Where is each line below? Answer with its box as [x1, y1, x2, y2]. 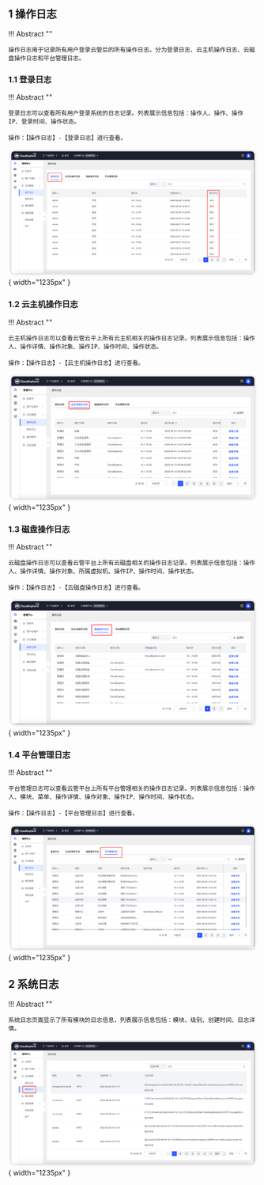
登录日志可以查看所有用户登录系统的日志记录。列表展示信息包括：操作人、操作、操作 [8, 109, 243, 117]
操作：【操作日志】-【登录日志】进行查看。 [8, 134, 127, 142]
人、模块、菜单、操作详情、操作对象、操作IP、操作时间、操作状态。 [8, 793, 198, 801]
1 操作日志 [8, 7, 58, 21]
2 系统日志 [8, 978, 59, 991]
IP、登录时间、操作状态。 [8, 118, 81, 126]
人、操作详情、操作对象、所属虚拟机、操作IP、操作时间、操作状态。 [8, 568, 198, 575]
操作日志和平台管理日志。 [13, 54, 85, 62]
